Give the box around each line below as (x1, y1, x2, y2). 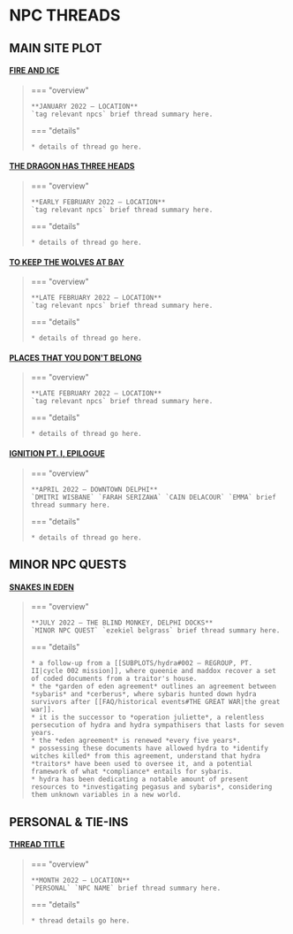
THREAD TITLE (9, 839, 65, 850)
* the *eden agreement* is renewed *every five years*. (30, 736, 241, 746)
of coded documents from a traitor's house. (30, 674, 198, 684)
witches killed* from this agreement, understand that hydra (30, 752, 261, 761)
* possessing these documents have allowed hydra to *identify (30, 744, 269, 753)
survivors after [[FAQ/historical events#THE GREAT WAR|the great (30, 698, 281, 707)
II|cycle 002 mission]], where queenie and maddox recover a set (30, 667, 276, 676)
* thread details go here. (30, 916, 131, 925)
